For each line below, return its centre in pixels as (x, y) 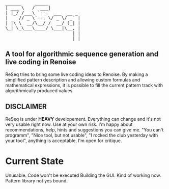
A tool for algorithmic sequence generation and (82, 54)
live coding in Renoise (41, 62)
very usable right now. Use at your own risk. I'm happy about (69, 124)
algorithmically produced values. (39, 90)
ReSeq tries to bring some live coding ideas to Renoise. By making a (77, 74)
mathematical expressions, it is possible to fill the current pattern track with (84, 85)
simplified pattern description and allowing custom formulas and (73, 79)
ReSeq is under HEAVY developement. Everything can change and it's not (83, 119)
